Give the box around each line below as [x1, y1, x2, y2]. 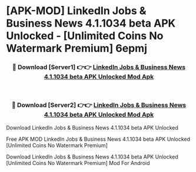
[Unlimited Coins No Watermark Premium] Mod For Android [6, 159, 150, 166]
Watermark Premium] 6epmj [6, 42, 147, 55]
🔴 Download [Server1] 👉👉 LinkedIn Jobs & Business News [12, 63, 186, 71]
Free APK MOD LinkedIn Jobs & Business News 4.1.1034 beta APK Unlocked [6, 135, 190, 143]
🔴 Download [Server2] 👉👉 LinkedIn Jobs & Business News [11, 101, 187, 110]
